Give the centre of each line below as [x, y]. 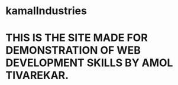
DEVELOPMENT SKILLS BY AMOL [89, 63]
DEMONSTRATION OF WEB [73, 50]
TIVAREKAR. [37, 76]
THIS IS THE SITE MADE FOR [77, 38]
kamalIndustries [46, 11]
